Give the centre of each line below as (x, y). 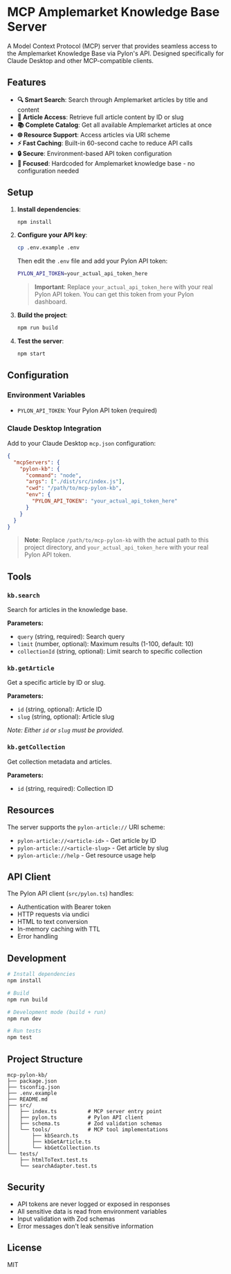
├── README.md (28, 1099)
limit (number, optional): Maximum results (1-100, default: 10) (105, 644)
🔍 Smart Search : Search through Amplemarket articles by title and (112, 99)
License (25, 1248)
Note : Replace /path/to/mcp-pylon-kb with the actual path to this (116, 540)
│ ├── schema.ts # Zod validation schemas (85, 1124)
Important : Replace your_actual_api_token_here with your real (123, 287)
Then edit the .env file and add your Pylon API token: (92, 261)
